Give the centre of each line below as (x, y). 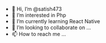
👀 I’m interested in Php (39, 15)
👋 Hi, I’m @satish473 (37, 9)
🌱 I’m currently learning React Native (56, 21)
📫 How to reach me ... (39, 34)
